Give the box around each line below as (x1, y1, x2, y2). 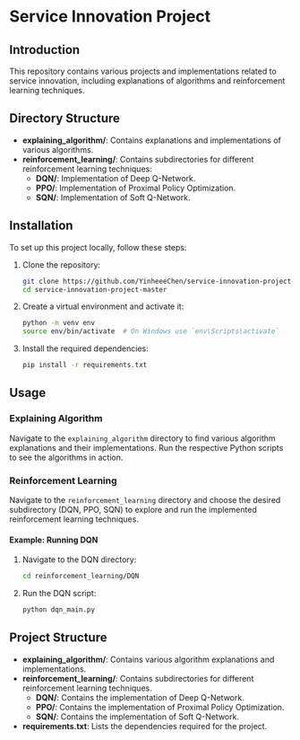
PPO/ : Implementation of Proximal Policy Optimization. (35, 182, 236, 193)
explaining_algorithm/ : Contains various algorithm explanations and (21, 654, 275, 665)
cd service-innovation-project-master (21, 285, 167, 294)
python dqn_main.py (21, 605, 96, 614)
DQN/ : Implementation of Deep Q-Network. (35, 172, 196, 183)
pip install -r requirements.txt (21, 361, 148, 370)
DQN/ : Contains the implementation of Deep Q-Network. (35, 692, 244, 702)
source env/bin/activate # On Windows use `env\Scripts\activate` (21, 327, 279, 336)
